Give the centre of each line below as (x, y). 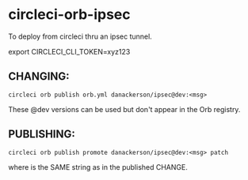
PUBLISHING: (42, 135)
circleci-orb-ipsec (69, 15)
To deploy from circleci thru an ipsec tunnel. (80, 36)
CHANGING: (39, 77)
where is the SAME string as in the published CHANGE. (98, 167)
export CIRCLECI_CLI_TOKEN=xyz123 (69, 51)
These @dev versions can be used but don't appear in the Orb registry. (124, 109)
